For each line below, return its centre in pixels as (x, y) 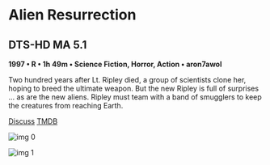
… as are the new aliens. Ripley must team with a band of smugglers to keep (135, 97)
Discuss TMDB (33, 121)
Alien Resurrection (72, 15)
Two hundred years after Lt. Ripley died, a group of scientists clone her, (127, 80)
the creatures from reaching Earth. (66, 106)
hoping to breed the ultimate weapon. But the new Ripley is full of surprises (134, 88)
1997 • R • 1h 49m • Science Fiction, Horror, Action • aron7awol (115, 64)
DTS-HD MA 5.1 (48, 45)
